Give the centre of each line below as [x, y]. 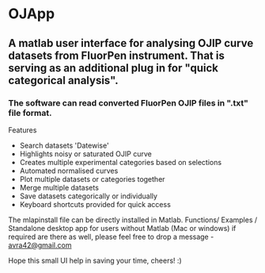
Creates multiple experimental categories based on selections [121, 162]
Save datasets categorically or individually [89, 196]
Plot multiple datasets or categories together [92, 179]
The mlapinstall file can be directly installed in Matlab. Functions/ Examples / [133, 220]
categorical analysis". [63, 80]
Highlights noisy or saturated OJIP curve [85, 154]
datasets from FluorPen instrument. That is [117, 55]
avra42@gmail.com [40, 245]
